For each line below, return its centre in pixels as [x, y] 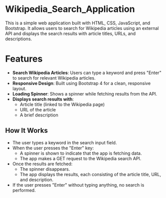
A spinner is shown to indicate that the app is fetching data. [81, 153]
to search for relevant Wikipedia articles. [54, 78]
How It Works [27, 131]
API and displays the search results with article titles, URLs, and [71, 33]
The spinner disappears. [45, 169]
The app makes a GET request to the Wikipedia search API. [81, 158]
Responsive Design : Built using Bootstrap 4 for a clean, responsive [82, 83]
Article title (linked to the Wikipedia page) [62, 104]
